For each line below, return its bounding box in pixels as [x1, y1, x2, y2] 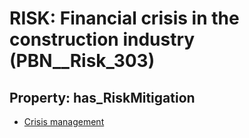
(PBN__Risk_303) [9, 50, 156, 72]
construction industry [9, 28, 196, 51]
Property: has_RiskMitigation [9, 89, 196, 106]
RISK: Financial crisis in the [9, 7, 240, 30]
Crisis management [23, 116, 105, 127]
